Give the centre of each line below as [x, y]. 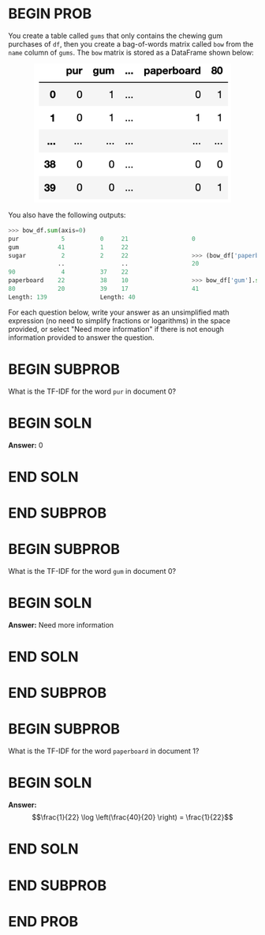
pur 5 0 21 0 [102, 239]
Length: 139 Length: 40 [72, 297]
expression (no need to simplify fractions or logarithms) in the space [119, 320]
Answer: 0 [26, 445]
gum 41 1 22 [68, 247]
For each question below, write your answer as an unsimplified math [119, 312]
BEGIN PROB [50, 14]
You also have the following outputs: [67, 215]
